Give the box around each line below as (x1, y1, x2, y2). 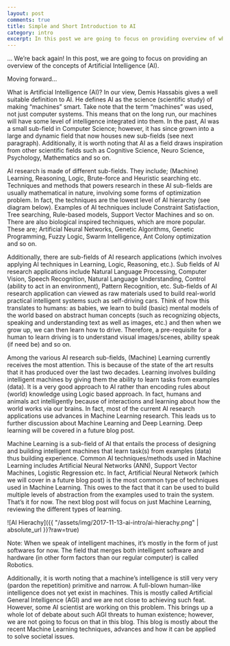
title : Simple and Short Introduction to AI (7, 23, 136, 29)
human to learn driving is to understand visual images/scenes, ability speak (7, 333, 220, 341)
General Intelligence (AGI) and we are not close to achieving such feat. (7, 596, 207, 604)
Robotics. (7, 561, 34, 569)
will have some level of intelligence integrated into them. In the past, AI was (7, 117, 220, 125)
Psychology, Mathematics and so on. (7, 153, 112, 162)
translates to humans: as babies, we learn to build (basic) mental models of (7, 304, 219, 312)
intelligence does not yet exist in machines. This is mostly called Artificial (7, 588, 213, 597)
